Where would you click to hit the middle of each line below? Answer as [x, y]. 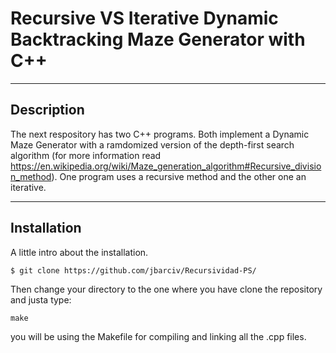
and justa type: [41, 299]
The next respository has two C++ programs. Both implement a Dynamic [160, 134]
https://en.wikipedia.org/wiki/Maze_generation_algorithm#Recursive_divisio [166, 166]
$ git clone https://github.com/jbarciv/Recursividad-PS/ [133, 270]
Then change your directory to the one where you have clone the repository [166, 289]
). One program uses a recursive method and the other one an [179, 176]
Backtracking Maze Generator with [158, 39]
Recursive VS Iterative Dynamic [144, 18]
